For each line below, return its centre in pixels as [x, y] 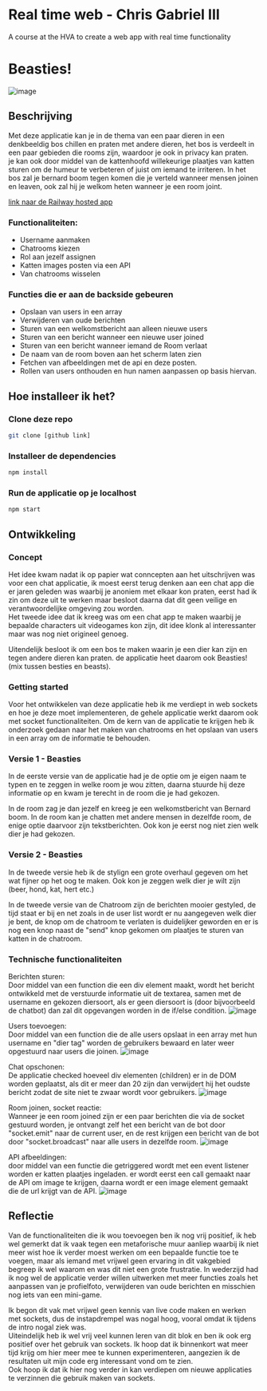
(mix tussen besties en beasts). [60, 666]
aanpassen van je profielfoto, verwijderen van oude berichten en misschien [132, 1286]
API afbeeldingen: [37, 1157]
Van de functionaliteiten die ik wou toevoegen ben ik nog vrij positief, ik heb [132, 1235]
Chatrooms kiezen [50, 248]
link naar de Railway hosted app [61, 202]
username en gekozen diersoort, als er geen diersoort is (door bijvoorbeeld [132, 1002]
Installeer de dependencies [62, 456]
